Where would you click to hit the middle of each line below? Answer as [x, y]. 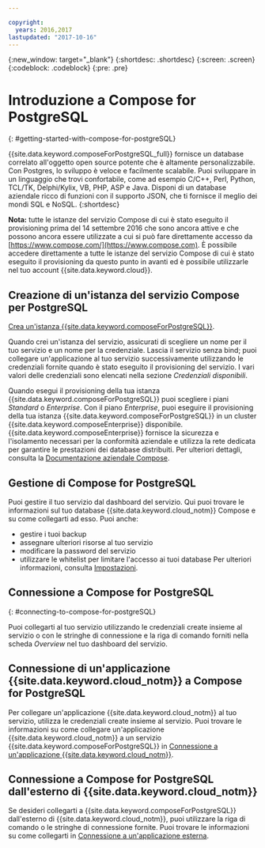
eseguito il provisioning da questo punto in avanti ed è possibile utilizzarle [129, 262]
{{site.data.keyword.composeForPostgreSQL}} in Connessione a [113, 746]
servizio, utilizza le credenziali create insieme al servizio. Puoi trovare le [125, 721]
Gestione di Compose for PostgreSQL [102, 483]
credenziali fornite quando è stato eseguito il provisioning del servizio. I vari [131, 367]
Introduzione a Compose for [102, 100]
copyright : [26, 22]
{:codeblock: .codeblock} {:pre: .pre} [68, 68]
